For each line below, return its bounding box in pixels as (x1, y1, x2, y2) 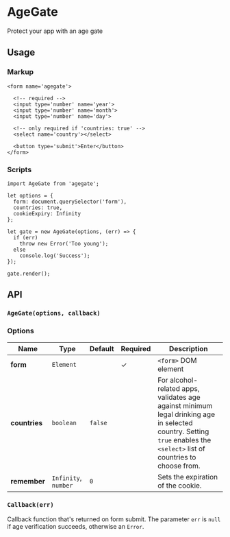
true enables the (157, 435, 212, 444)
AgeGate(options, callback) (7, 309, 101, 318)
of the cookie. (157, 481, 202, 490)
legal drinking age (157, 409, 216, 419)
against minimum (157, 401, 213, 410)
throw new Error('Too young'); (19, 240, 109, 247)
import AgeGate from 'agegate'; (7, 180, 99, 187)
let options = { (7, 192, 53, 199)
